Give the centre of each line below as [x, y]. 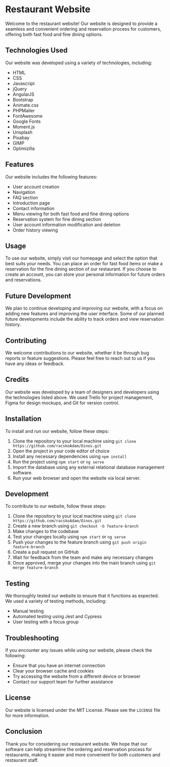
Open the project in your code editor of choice [61, 451]
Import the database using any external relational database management [89, 467]
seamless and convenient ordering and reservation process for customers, [83, 29]
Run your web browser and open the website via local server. [77, 478]
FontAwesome [28, 116]
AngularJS [23, 94]
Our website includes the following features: [51, 176]
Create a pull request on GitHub [46, 552]
